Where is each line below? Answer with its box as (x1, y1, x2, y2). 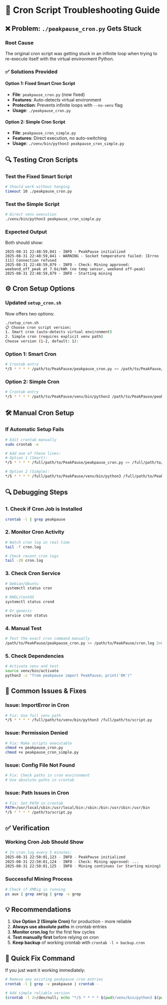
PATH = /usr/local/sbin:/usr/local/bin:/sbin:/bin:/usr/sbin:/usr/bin (5, 805, 150, 810)
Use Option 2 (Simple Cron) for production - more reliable (12, 918, 132, 924)
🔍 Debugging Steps (5, 488, 68, 497)
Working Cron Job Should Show (5, 838, 84, 845)
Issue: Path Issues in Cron (5, 790, 70, 797)
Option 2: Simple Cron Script (5, 119, 66, 125)
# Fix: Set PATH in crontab (5, 801, 64, 805)
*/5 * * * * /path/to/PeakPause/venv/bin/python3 (5, 394, 110, 400)
